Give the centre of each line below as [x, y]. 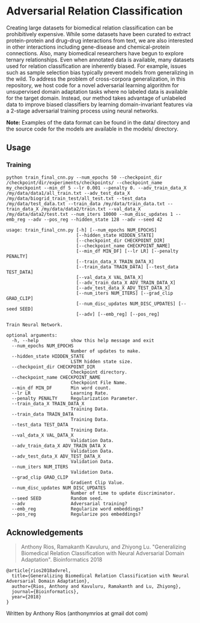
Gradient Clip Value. [98, 482]
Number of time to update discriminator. [123, 493]
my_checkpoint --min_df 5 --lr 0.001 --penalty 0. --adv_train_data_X [96, 188]
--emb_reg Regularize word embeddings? [78, 509]
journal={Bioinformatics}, [45, 592]
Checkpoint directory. [99, 372]
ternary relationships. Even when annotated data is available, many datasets [100, 60]
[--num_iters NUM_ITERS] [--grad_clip [124, 293]
